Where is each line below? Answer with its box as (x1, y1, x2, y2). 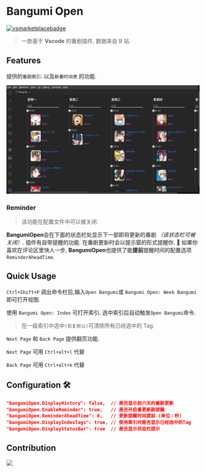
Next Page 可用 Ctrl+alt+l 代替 (6, 348, 85, 355)
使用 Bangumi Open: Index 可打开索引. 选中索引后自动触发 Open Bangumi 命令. (6, 309, 196, 316)
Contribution (6, 443, 56, 454)
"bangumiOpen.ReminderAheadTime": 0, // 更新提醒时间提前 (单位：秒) (6, 413, 182, 419)
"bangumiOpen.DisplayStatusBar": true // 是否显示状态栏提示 (6, 426, 161, 432)
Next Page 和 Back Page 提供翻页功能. (6, 335, 100, 342)
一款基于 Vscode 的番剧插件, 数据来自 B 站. (21, 37, 131, 44)
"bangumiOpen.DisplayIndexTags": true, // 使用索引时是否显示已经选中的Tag (6, 419, 191, 426)
